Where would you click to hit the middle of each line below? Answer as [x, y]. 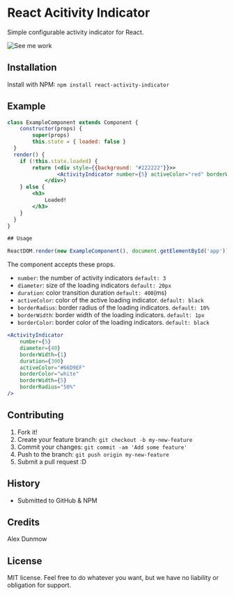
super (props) [51, 135]
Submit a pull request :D [52, 461]
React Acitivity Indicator [79, 13]
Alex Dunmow [27, 539]
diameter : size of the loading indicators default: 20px [94, 285]
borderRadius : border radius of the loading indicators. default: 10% [114, 307]
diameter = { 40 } [40, 348]
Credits [24, 522]
